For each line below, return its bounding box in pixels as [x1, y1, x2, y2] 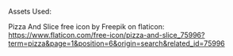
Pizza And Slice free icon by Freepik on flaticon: [8, 22, 165, 31]
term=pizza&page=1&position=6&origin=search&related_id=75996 [8, 39, 225, 48]
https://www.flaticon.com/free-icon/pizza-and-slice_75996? [8, 31, 205, 39]
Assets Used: [8, 7, 52, 16]
